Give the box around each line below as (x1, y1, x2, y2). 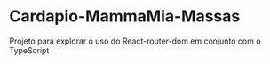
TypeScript (9, 44, 50, 55)
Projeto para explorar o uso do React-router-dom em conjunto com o (9, 36, 261, 46)
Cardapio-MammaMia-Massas (9, 6, 241, 27)
